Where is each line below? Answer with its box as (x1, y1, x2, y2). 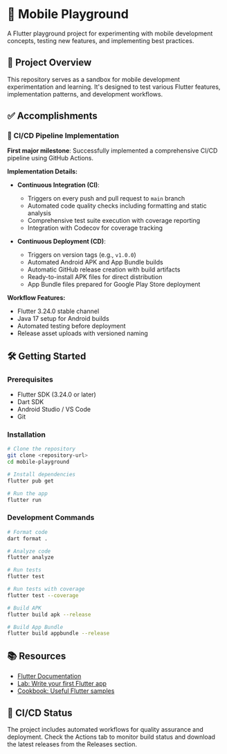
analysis (27, 209, 52, 217)
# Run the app (7, 489, 48, 497)
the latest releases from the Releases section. (7, 739, 137, 748)
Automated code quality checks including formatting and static (27, 201, 207, 210)
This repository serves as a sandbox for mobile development (7, 75, 180, 83)
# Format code (7, 528, 48, 535)
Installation (7, 430, 46, 439)
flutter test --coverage (7, 592, 79, 599)
